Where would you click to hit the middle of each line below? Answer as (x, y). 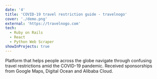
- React (18, 38)
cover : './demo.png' (26, 19)
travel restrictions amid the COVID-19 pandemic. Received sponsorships (79, 66)
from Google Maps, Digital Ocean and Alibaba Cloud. (59, 71)
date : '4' (15, 10)
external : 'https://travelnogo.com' (43, 23)
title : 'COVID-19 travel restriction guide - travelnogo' (66, 14)
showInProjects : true (27, 46)
